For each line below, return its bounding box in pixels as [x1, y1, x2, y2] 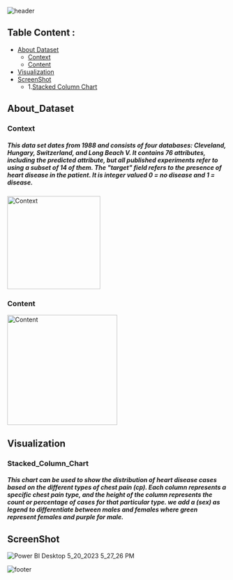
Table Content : [7, 27, 75, 38]
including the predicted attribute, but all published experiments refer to [7, 156, 218, 164]
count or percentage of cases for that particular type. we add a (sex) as [7, 498, 220, 507]
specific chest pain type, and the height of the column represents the [7, 491, 213, 499]
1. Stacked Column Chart [27, 82, 98, 91]
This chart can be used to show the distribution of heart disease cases [7, 476, 218, 484]
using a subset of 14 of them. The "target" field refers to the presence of [7, 163, 222, 171]
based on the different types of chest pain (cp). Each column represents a [7, 483, 227, 492]
